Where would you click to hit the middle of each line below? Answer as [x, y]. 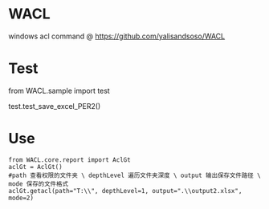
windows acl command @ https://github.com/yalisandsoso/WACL [117, 36]
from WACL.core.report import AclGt [69, 160]
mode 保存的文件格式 [39, 184]
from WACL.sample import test [59, 90]
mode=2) [21, 198]
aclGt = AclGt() [35, 167]
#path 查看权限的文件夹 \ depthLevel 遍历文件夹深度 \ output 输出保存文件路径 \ [134, 175]
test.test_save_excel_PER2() [55, 106]
